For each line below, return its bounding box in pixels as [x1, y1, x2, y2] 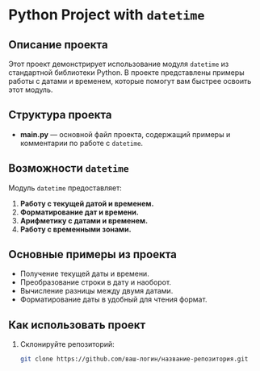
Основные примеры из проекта [8, 248, 178, 261]
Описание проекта [8, 38, 108, 52]
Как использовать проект [8, 318, 146, 331]
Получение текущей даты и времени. [19, 269, 149, 279]
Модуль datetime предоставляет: [8, 183, 123, 193]
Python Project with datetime [8, 6, 205, 24]
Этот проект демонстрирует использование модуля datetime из [8, 59, 229, 69]
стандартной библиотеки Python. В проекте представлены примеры [8, 68, 245, 77]
